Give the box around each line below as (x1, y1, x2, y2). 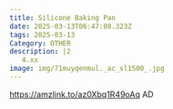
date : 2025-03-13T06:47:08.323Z (9, 22, 132, 31)
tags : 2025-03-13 (9, 30, 76, 39)
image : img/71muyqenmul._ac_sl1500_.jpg (9, 64, 166, 74)
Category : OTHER (9, 38, 71, 48)
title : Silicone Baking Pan (9, 13, 117, 23)
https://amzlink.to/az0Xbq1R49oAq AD (9, 88, 154, 100)
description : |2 (9, 47, 71, 56)
